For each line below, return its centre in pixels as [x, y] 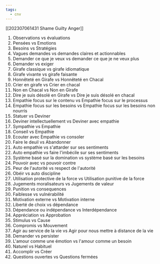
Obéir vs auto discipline [37, 173]
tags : [11, 10]
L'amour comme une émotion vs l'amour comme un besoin [72, 241]
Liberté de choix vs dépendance [45, 205]
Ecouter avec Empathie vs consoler [49, 137]
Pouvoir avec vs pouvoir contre [44, 163]
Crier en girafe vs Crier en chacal [46, 84]
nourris [20, 110]
